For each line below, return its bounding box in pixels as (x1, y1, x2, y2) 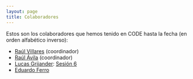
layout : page (6, 8, 38, 15)
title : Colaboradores (6, 14, 59, 20)
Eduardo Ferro (14, 66, 50, 73)
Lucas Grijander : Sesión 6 (14, 60, 77, 67)
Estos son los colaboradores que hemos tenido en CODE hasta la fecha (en (6, 30, 187, 37)
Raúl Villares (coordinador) (14, 47, 79, 54)
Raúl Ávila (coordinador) (14, 54, 73, 61)
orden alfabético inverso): (6, 36, 68, 43)
